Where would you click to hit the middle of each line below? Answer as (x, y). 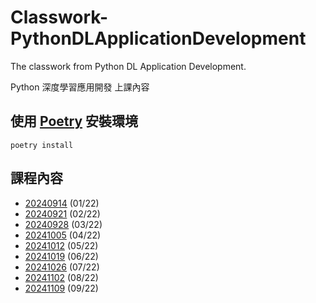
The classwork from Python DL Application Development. (128, 66)
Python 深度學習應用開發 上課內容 (80, 87)
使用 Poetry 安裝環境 (74, 121)
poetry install (42, 145)
